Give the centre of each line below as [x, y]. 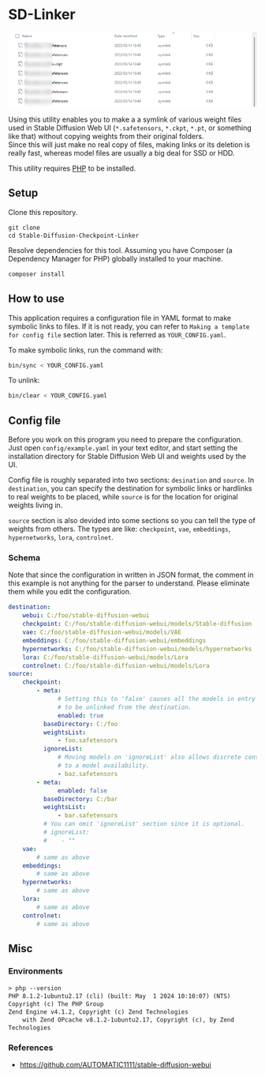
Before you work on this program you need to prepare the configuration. [125, 439]
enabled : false [83, 791]
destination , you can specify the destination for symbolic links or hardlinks [130, 488]
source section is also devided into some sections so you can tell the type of [132, 521]
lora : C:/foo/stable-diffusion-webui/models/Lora [106, 657]
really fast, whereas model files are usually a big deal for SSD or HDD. [121, 153]
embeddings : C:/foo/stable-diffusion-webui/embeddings [114, 640]
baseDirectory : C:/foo [80, 724]
